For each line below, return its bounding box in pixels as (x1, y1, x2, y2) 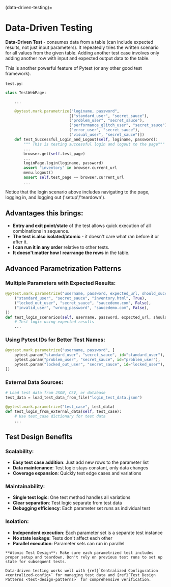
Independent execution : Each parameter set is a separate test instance (12, 529, 163, 536)
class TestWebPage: (5, 90, 47, 95)
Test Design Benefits (5, 432, 73, 441)
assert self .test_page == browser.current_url (23, 175, 124, 180)
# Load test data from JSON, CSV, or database (5, 390, 106, 396)
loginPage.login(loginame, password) (23, 160, 103, 166)
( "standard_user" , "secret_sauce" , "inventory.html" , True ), (14, 296, 147, 301)
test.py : (5, 80, 23, 86)
